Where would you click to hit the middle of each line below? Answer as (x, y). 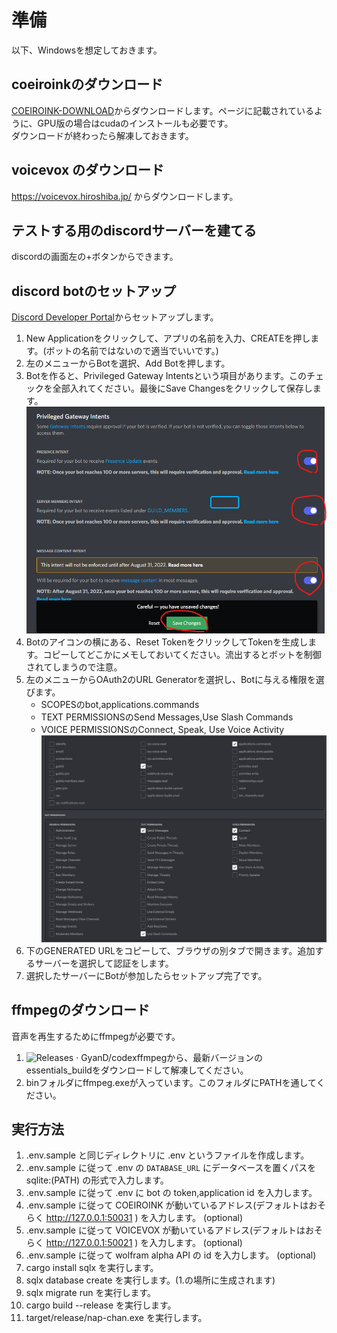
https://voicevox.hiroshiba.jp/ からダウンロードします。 (125, 196)
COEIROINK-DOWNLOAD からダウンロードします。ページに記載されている (163, 110)
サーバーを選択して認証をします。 (104, 963)
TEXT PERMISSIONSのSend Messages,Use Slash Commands (167, 717)
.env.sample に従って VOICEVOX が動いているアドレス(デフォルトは (165, 1230)
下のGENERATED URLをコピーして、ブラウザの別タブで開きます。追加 (170, 950)
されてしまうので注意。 (74, 667)
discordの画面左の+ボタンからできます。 (95, 257)
